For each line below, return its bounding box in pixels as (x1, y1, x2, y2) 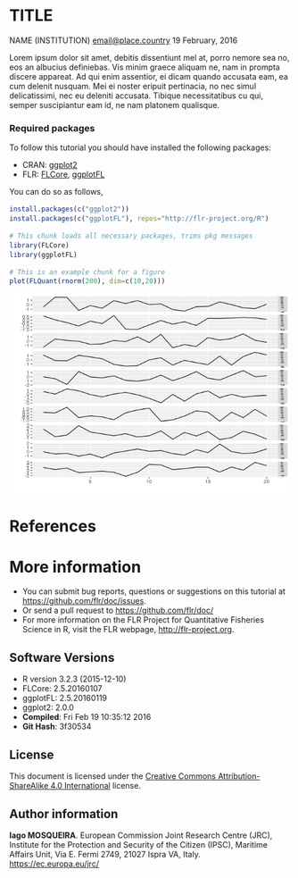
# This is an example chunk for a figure (9, 267, 166, 277)
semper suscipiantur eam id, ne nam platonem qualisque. (9, 99, 220, 110)
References (9, 515, 96, 536)
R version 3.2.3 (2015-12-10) (21, 673, 127, 684)
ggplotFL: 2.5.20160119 (21, 693, 108, 704)
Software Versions (9, 649, 115, 665)
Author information (9, 806, 119, 822)
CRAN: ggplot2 (21, 160, 78, 171)
